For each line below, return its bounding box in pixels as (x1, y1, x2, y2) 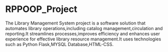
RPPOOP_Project (5, 3, 77, 15)
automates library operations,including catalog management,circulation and (5, 25, 163, 31)
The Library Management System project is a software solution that (5, 20, 146, 26)
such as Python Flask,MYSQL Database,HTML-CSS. (5, 41, 114, 47)
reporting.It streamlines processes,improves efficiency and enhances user (5, 30, 160, 36)
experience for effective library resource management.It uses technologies (5, 36, 161, 42)
